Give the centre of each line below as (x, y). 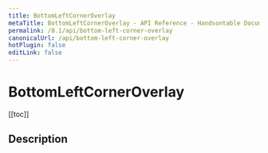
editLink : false (35, 53)
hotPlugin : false (37, 45)
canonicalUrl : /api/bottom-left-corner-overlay (89, 38)
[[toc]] (19, 114)
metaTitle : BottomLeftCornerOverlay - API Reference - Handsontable (124, 23)
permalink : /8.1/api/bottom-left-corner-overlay (91, 30)
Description (38, 139)
